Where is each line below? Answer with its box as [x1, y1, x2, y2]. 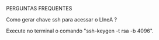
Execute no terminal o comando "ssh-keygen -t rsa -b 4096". [6, 27, 154, 34]
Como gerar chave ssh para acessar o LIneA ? [6, 16, 117, 23]
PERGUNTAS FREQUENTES [6, 5, 72, 12]
